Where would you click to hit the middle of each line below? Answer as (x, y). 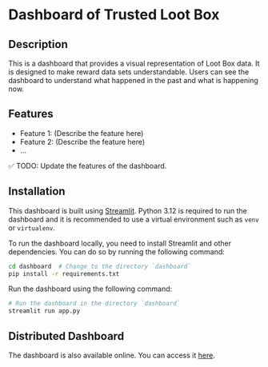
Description (38, 44)
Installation (37, 191)
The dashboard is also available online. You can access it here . (112, 355)
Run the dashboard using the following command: (90, 289)
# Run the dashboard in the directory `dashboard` (94, 304)
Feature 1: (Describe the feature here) (82, 133)
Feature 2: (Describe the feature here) (82, 142)
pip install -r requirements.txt (64, 273)
